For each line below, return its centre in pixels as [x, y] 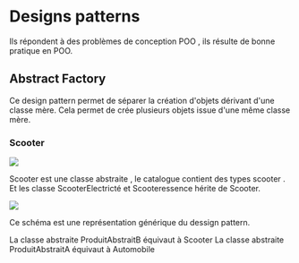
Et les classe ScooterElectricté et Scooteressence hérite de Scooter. [135, 189]
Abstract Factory [58, 79]
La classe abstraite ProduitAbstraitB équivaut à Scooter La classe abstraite [147, 240]
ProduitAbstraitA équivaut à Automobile [82, 250]
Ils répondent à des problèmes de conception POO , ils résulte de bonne [142, 41]
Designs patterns [75, 17]
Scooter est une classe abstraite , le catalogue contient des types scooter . [148, 179]
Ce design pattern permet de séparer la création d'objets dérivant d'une [142, 100]
